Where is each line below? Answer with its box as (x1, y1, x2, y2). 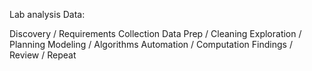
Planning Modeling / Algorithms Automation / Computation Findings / (9, 39, 293, 50)
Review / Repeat (9, 49, 77, 61)
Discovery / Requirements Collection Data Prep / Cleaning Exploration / (9, 28, 302, 39)
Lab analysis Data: (9, 9, 86, 20)
